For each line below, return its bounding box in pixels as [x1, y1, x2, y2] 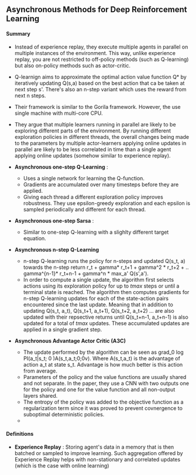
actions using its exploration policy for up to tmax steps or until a [23, 282, 180, 289]
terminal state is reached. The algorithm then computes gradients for [23, 288, 190, 295]
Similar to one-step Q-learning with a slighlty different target [23, 228, 169, 235]
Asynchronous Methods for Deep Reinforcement [6, 5, 187, 15]
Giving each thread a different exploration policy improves [23, 193, 164, 200]
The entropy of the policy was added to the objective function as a [23, 398, 184, 405]
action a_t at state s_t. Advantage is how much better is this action [23, 361, 183, 368]
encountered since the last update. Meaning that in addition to [23, 301, 174, 308]
